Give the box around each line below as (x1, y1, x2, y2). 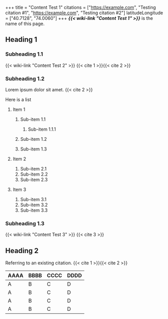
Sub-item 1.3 (20, 145, 47, 152)
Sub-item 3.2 (20, 202, 48, 208)
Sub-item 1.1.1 (27, 126, 56, 132)
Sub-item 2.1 (20, 165, 47, 171)
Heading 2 (5, 246, 39, 255)
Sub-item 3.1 (20, 196, 47, 202)
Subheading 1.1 (5, 51, 43, 58)
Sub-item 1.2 (20, 136, 47, 142)
